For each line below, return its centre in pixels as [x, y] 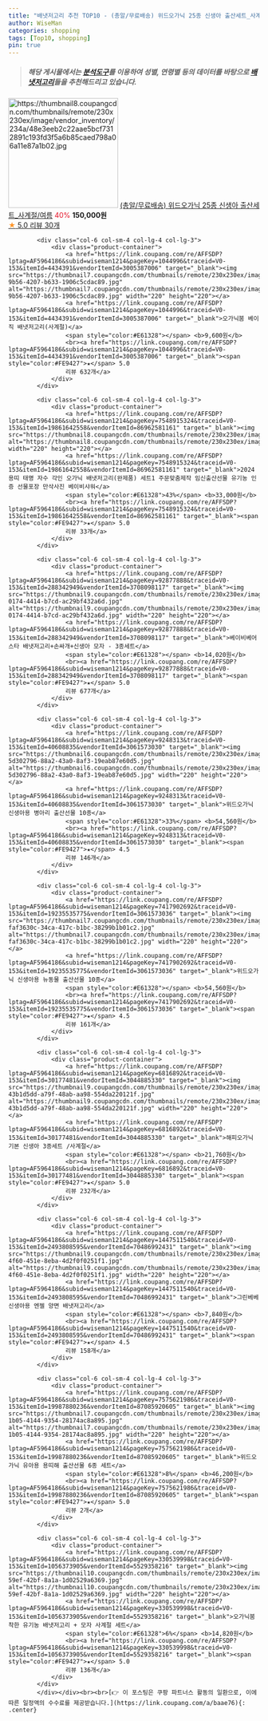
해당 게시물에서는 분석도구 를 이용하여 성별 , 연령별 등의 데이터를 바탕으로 [138, 72]
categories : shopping [44, 30]
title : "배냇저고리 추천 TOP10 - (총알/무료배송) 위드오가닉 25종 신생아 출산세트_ [129, 16]
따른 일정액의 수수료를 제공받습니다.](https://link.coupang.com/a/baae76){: [127, 1703]
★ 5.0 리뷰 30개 [34, 225]
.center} [23, 1710]
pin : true [25, 45]
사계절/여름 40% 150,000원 [63, 216]
